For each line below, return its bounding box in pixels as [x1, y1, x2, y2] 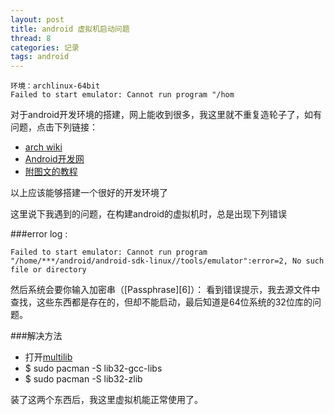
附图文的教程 [24, 166, 78, 178]
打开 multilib [24, 351, 73, 363]
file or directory [10, 265, 87, 275]
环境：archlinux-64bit [10, 81, 101, 91]
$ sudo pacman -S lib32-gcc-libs [24, 362, 163, 375]
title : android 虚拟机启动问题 [10, 24, 130, 34]
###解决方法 [10, 330, 63, 342]
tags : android [10, 52, 70, 62]
